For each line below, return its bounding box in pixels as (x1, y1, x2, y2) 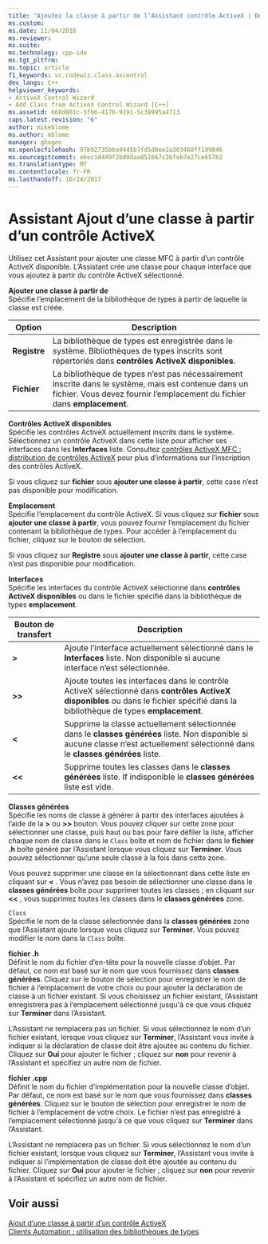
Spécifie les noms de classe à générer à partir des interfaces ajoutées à (8, 810, 245, 820)
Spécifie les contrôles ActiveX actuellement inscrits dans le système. (8, 427, 235, 437)
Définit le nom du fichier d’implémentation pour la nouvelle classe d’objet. (8, 1082, 250, 1091)
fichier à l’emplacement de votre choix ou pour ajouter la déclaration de (8, 982, 243, 992)
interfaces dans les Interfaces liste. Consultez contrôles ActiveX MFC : (8, 444, 242, 454)
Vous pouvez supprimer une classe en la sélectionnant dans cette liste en (8, 868, 250, 878)
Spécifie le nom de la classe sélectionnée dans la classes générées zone (8, 916, 250, 926)
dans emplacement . (52, 398, 129, 409)
